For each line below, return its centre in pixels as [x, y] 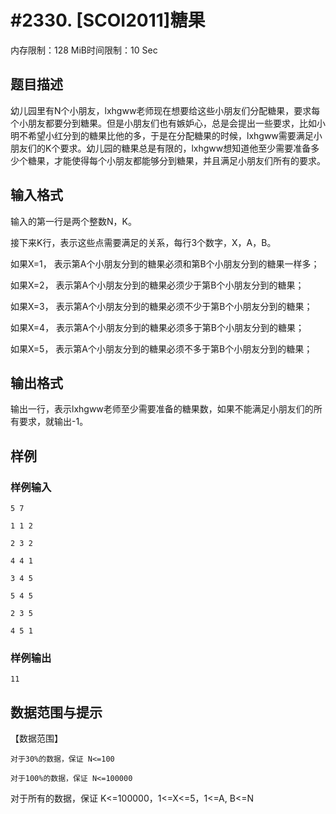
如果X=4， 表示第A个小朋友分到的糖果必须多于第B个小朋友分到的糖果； [157, 327]
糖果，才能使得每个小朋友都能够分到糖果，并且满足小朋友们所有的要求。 [176, 160]
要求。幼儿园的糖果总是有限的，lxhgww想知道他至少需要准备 [185, 148]
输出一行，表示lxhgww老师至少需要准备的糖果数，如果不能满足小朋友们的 [162, 409]
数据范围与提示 [56, 712]
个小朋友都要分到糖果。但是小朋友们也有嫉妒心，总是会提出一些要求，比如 [163, 123]
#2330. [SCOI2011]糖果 [108, 20]
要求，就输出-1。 [53, 422]
